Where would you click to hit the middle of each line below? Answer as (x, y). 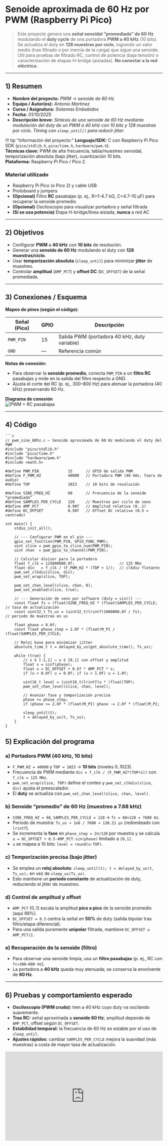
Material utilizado (27, 174)
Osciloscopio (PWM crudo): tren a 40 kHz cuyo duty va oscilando (81, 1007)
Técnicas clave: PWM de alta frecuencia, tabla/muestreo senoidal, (74, 151)
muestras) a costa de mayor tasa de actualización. (64, 1045)
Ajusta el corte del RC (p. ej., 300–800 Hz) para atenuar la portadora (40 (87, 384)
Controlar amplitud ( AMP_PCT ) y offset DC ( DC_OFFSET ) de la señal (78, 271)
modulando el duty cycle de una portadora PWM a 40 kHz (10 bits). (87, 39)
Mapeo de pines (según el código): (42, 309)
